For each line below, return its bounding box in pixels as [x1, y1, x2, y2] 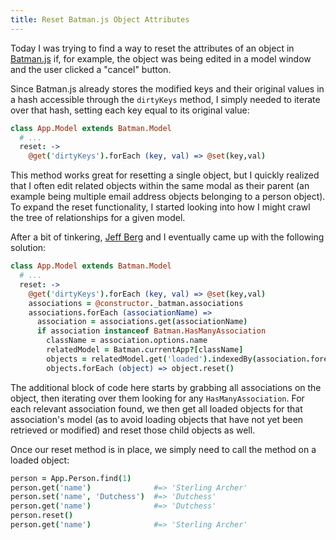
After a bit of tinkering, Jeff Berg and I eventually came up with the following [10, 231, 325, 243]
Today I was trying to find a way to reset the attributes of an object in [10, 42, 295, 54]
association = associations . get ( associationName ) [36, 317, 248, 327]
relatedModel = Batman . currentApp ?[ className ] [46, 345, 244, 355]
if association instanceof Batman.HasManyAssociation [36, 326, 267, 336]
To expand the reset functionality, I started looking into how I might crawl [10, 201, 311, 213]
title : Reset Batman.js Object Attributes [10, 14, 190, 25]
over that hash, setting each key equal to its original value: [10, 104, 250, 116]
